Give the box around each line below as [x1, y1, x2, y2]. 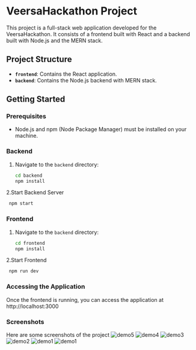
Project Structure [6, 54, 72, 64]
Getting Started [6, 94, 66, 105]
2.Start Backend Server [6, 189, 64, 196]
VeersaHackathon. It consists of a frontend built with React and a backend [6, 30, 191, 37]
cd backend [14, 173, 43, 179]
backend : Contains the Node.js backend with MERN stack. [14, 76, 158, 84]
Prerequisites [6, 112, 46, 121]
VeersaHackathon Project [6, 4, 138, 18]
